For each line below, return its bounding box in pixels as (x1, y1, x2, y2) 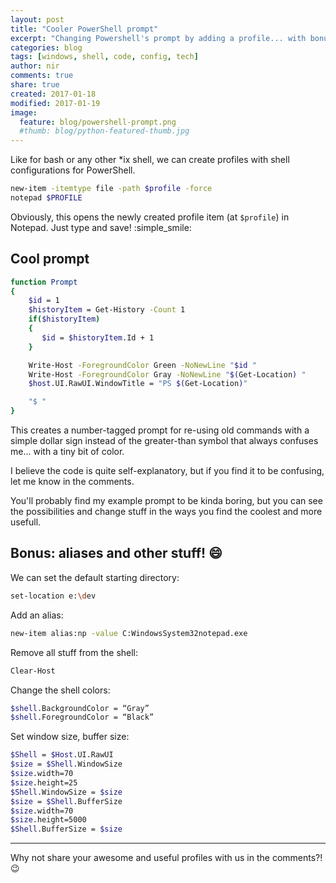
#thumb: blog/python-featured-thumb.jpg (19, 126, 190, 136)
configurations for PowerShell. (10, 164, 136, 176)
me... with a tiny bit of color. (10, 446, 125, 458)
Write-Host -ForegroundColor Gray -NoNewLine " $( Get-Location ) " (28, 369, 307, 380)
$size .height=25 (10, 777, 78, 788)
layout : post (10, 14, 65, 25)
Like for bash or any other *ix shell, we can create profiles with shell (10, 154, 290, 166)
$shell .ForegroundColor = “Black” (10, 712, 155, 723)
